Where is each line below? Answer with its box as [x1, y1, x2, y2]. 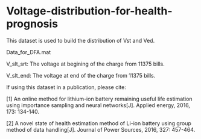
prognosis [6, 17, 59, 31]
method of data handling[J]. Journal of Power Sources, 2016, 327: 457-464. [6, 126, 196, 133]
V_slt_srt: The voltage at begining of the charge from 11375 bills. [6, 60, 165, 67]
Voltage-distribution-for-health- [6, 4, 173, 18]
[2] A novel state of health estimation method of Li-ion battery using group [6, 119, 191, 127]
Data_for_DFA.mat [6, 48, 51, 55]
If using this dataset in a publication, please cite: [6, 83, 127, 91]
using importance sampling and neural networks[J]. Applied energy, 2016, [6, 101, 190, 109]
